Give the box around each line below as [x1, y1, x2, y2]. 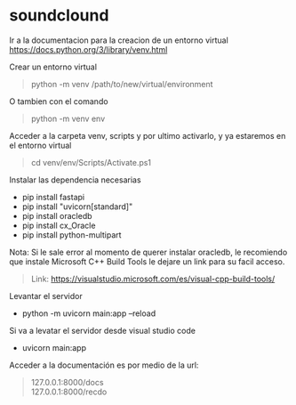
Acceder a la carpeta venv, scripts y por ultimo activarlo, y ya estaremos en [9, 130, 286, 141]
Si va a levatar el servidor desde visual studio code [9, 325, 196, 336]
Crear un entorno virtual [9, 61, 98, 72]
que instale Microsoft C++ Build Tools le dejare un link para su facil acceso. [9, 255, 285, 267]
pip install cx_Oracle [21, 220, 96, 231]
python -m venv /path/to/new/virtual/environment [30, 78, 213, 89]
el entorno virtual [9, 140, 72, 150]
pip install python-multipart [21, 229, 122, 240]
